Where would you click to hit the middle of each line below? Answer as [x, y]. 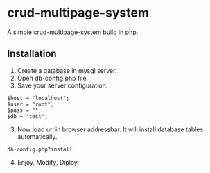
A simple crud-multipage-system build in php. [73, 32]
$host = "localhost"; [38, 98]
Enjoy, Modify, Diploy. [48, 162]
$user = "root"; [30, 104]
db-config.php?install [40, 149]
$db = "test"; [28, 116]
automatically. [37, 136]
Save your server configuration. [62, 85]
